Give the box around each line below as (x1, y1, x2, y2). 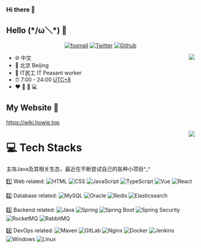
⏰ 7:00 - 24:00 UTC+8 (14, 76, 71, 83)
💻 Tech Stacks (6, 141, 83, 154)
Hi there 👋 (6, 5, 36, 14)
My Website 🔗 (6, 103, 59, 113)
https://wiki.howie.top (6, 118, 60, 126)
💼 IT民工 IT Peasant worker (14, 69, 82, 76)
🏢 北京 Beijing (14, 61, 49, 68)
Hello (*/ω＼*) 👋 (6, 25, 68, 35)
